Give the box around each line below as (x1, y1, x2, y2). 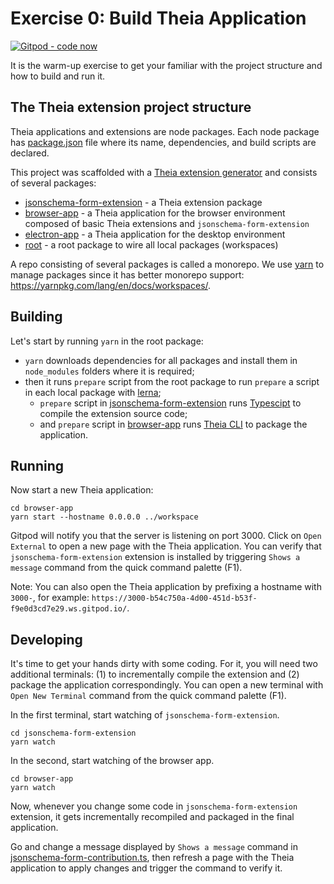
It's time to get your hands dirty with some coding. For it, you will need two (10, 658, 318, 670)
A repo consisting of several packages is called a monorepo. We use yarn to (10, 258, 325, 270)
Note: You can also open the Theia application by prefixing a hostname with (10, 581, 322, 593)
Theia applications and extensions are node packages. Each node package (10, 125, 320, 137)
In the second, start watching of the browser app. (10, 755, 215, 767)
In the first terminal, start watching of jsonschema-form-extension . (10, 709, 280, 721)
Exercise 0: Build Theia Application (10, 7, 307, 30)
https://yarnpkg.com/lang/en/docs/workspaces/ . (10, 279, 212, 291)
